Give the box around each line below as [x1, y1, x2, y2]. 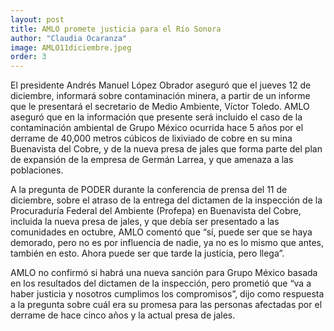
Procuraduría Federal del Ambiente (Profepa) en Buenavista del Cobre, [10, 205, 302, 217]
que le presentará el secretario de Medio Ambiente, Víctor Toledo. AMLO [10, 101, 310, 113]
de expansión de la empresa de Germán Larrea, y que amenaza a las [10, 154, 294, 166]
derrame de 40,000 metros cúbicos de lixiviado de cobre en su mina [10, 132, 293, 145]
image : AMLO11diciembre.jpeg [10, 42, 132, 53]
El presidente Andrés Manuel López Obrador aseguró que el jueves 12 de [10, 79, 312, 91]
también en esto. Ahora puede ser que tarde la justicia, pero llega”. [10, 247, 285, 260]
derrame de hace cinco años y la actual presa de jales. [10, 309, 236, 321]
